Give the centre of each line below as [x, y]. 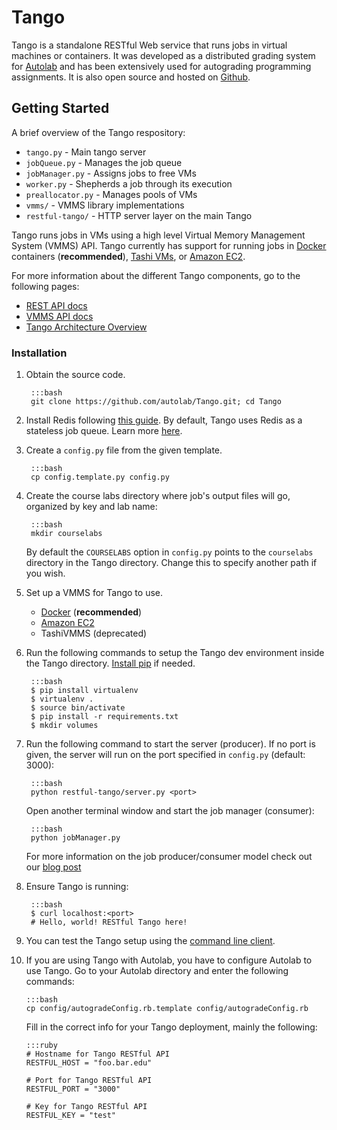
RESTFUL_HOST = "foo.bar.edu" [89, 1063]
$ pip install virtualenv [84, 691]
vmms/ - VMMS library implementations [105, 205]
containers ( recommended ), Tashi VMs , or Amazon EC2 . [128, 256]
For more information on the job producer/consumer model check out [169, 857]
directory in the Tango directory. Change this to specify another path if [171, 563]
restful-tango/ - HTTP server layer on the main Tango [139, 215]
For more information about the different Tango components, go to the [156, 275]
